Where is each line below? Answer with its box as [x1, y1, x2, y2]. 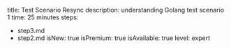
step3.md [17, 27, 45, 35]
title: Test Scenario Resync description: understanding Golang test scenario [7, 6, 225, 14]
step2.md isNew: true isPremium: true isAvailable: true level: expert [17, 34, 211, 42]
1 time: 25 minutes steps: [7, 13, 79, 21]
